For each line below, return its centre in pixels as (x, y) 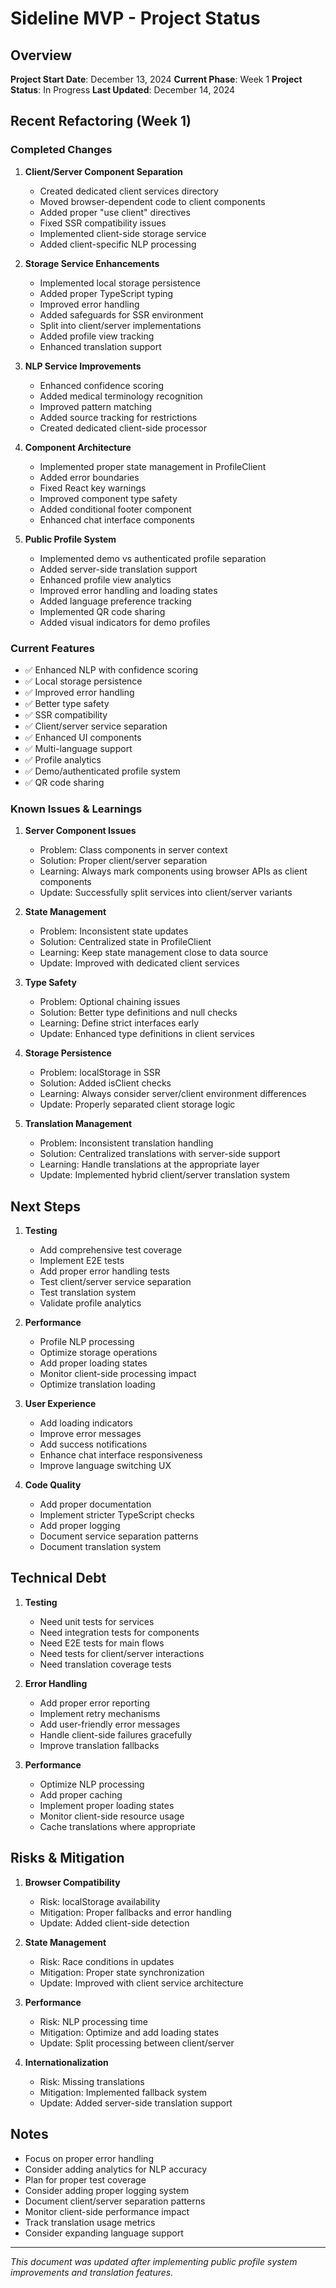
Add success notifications (93, 1444)
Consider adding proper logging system (107, 2190)
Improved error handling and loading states (128, 590)
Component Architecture (78, 447)
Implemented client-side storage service (123, 233)
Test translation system (88, 1293)
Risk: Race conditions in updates (107, 1961)
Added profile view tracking (97, 336)
